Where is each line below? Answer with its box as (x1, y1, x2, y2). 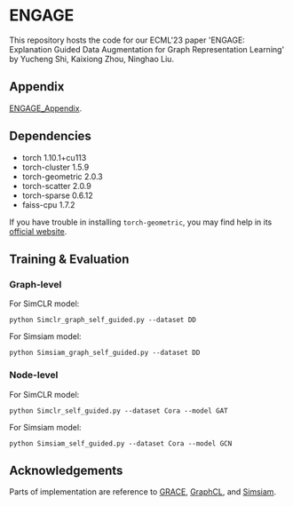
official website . (9, 225, 67, 236)
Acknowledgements (9, 463, 123, 478)
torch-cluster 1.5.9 (21, 162, 90, 172)
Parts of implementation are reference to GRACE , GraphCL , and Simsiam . (9, 486, 277, 497)
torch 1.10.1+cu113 (21, 152, 87, 162)
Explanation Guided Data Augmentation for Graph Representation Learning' (9, 43, 285, 54)
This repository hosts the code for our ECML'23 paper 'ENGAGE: (9, 35, 246, 45)
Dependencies (9, 129, 91, 144)
